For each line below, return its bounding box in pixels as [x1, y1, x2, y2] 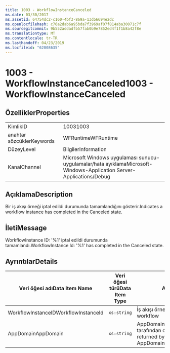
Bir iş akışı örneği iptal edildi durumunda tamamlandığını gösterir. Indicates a [5, 204, 163, 210]
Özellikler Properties [5, 108, 70, 117]
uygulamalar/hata [63, 160, 105, 167]
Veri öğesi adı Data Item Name [19, 285, 93, 292]
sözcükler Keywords [8, 137, 55, 144]
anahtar [8, 131, 26, 138]
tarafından [137, 327, 161, 334]
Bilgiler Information [63, 145, 107, 152]
